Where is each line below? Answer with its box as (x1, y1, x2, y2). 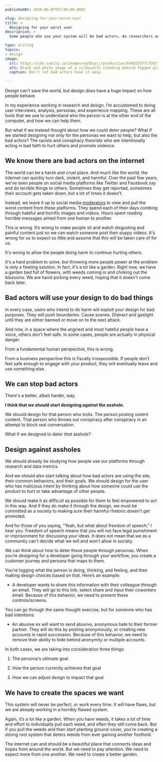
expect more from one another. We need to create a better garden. (5, 751, 138, 757)
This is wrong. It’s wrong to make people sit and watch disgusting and (5, 225, 145, 230)
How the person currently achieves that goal (12, 665, 101, 671)
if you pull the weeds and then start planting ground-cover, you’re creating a (5, 727, 158, 732)
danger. (5, 336, 20, 343)
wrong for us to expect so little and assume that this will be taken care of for (5, 235, 157, 241)
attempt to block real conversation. (5, 422, 75, 428)
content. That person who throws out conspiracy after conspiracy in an (5, 416, 147, 423)
